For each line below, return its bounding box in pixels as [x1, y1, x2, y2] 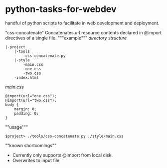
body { [5, 102, 19, 107]
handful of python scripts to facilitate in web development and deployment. [5, 20, 160, 26]
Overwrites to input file [12, 157, 60, 163]
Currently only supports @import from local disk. [12, 152, 113, 158]
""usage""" [5, 124, 28, 130]
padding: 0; [14, 111, 39, 116]
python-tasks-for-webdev [5, 3, 117, 15]
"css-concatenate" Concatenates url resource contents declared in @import [5, 29, 162, 35]
